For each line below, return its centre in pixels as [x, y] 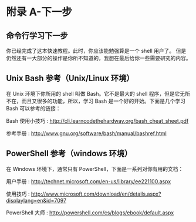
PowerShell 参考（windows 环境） [69, 154]
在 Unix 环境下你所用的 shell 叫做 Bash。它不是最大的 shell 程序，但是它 [93, 93]
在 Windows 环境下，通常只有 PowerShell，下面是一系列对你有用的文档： [95, 169]
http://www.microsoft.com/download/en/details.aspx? [96, 194]
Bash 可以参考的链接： [33, 108]
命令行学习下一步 [37, 36]
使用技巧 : [18, 194]
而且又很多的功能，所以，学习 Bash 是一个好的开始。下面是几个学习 [104, 101]
